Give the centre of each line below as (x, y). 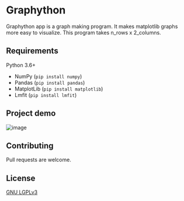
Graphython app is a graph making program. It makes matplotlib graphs (92, 26)
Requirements (32, 51)
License (21, 178)
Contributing (30, 146)
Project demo (31, 114)
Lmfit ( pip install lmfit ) (46, 95)
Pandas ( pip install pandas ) (50, 82)
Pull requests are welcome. (39, 160)
